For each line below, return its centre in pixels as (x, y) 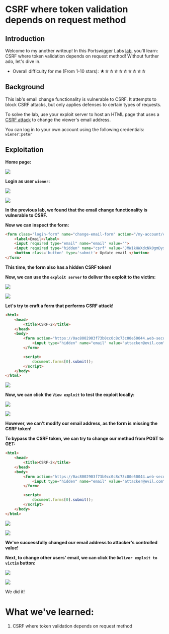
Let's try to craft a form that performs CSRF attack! (60, 306)
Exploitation (24, 150)
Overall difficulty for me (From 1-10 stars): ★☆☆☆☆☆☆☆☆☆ (79, 71)
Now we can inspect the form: (37, 225)
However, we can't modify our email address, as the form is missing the (81, 423)
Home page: (18, 162)
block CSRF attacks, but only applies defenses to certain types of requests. (83, 104)
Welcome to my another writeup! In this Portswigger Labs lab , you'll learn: (82, 51)
